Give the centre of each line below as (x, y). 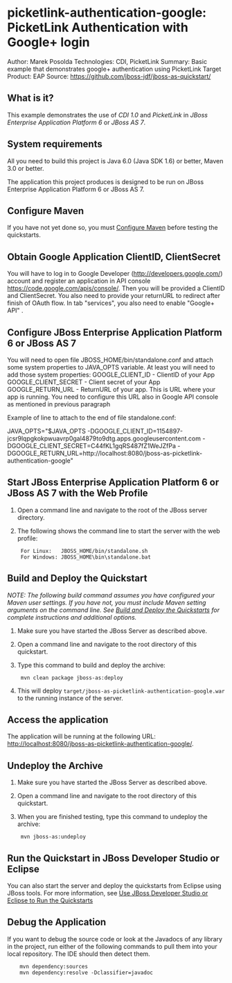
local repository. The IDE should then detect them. (79, 954)
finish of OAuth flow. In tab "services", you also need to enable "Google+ (111, 303)
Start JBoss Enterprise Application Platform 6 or (113, 482)
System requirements (55, 144)
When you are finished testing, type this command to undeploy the (112, 817)
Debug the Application (57, 922)
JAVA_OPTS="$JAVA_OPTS (47, 431)
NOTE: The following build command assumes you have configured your (111, 595)
